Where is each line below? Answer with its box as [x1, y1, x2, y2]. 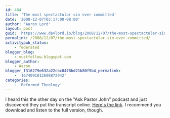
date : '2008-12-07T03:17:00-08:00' [5, 17, 80, 22]
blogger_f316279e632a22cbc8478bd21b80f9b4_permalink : [5, 69, 121, 74]
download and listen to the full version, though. [5, 107, 104, 113]
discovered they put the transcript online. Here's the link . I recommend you [5, 101, 161, 107]
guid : [5, 31, 17, 36]
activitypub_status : [5, 40, 49, 45]
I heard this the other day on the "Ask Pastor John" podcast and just [5, 96, 147, 102]
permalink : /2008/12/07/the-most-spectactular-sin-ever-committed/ [5, 36, 151, 41]
